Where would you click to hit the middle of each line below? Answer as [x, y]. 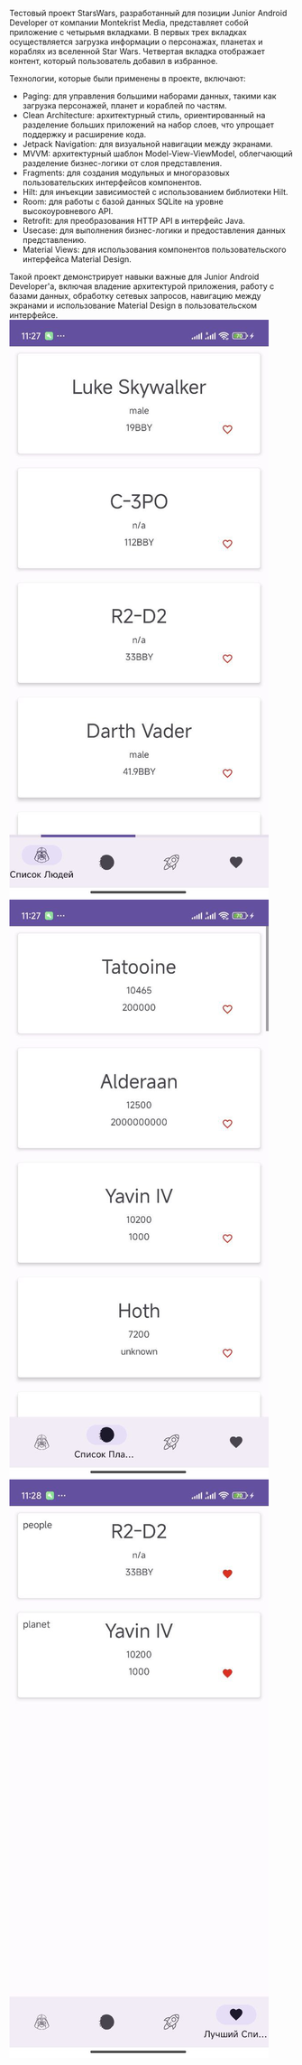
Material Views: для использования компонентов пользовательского [154, 249]
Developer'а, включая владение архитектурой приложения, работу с [142, 286]
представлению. [54, 240]
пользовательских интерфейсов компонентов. [112, 182]
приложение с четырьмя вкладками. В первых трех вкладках [128, 32]
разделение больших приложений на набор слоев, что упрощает [148, 125]
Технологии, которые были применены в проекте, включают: [128, 79]
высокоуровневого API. [68, 211]
